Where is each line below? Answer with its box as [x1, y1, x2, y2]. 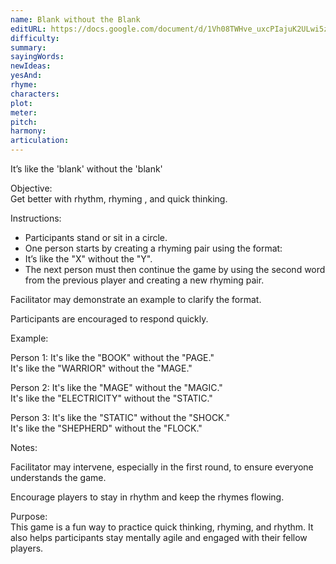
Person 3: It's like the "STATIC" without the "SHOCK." [10, 412, 230, 423]
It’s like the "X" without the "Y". [24, 253, 153, 265]
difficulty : [10, 33, 60, 43]
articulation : [10, 136, 70, 146]
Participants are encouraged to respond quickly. [10, 313, 209, 325]
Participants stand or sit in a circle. [24, 232, 168, 243]
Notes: [10, 442, 38, 453]
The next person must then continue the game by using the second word [24, 264, 326, 275]
